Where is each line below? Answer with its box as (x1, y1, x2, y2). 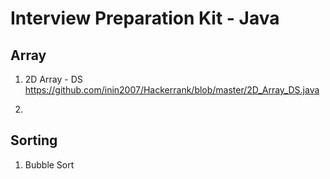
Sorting (10, 132, 58, 149)
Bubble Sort (24, 158, 75, 171)
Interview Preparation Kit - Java (10, 7, 280, 30)
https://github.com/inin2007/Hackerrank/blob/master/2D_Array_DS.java (24, 84, 320, 96)
